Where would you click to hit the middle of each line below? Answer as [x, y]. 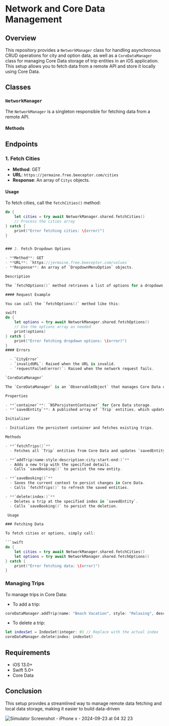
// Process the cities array [45, 221]
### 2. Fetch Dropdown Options [38, 249]
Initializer [18, 419]
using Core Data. [23, 71]
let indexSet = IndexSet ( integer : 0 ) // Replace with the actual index [82, 632]
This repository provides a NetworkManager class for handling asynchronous [83, 50]
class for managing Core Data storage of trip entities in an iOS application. [82, 61]
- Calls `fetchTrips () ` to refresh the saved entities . [69, 488]
